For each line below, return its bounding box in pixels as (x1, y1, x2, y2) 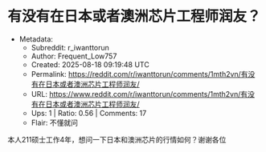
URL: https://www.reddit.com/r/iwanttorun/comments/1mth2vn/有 (31, 89, 248, 98)
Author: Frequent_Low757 (31, 51, 117, 61)
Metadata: (18, 34, 54, 44)
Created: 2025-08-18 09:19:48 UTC (31, 59, 149, 69)
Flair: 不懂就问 (31, 118, 78, 127)
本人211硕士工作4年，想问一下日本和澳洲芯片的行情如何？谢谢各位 (7, 134, 227, 144)
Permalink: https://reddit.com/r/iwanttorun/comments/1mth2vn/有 (31, 69, 248, 78)
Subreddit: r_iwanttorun (31, 42, 110, 52)
